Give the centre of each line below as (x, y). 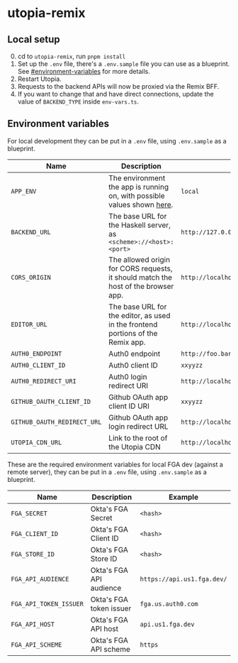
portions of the (133, 333)
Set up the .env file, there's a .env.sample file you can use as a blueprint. (124, 64)
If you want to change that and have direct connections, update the (115, 94)
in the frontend (133, 324)
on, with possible (137, 195)
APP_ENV (24, 191)
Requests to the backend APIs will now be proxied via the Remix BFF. (118, 86)
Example (184, 497)
